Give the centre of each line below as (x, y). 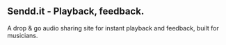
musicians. (23, 35)
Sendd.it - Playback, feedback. (76, 11)
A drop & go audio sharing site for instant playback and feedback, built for (113, 28)
